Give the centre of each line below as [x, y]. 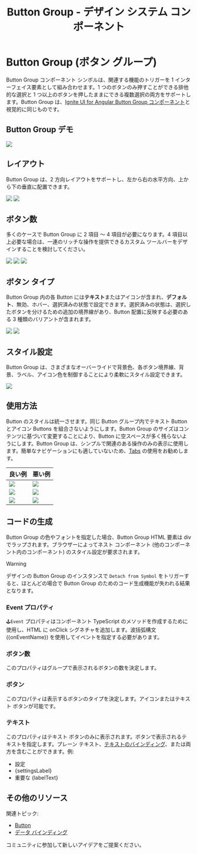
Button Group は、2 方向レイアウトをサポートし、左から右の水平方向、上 [95, 179]
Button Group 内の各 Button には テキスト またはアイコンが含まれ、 [86, 297]
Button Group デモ [40, 130]
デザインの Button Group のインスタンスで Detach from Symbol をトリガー [95, 575]
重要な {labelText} [36, 777]
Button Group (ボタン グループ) [81, 62]
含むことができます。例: [45, 751]
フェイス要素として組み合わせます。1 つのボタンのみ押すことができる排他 [100, 87]
